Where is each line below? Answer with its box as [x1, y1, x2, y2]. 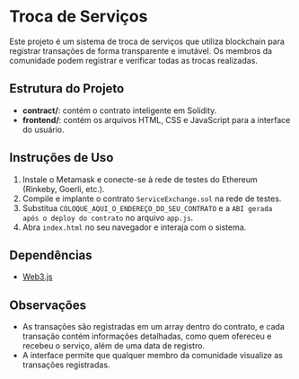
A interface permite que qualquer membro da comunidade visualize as [22, 350, 283, 361]
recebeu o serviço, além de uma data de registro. [22, 340, 205, 351]
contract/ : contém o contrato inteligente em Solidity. [22, 105, 217, 116]
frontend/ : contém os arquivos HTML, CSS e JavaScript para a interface [22, 114, 291, 125]
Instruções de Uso [9, 150, 114, 165]
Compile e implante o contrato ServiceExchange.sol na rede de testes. [22, 193, 282, 204]
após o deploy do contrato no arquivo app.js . [22, 212, 194, 223]
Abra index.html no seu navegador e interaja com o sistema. [22, 222, 247, 233]
